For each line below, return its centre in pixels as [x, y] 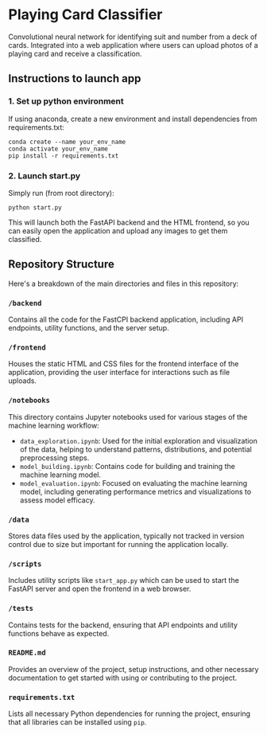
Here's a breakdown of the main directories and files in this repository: [124, 283]
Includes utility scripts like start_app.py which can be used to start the [124, 581]
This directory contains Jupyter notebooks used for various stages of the [128, 416]
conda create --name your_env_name [67, 142]
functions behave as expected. [59, 633]
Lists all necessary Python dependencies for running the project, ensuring [130, 713]
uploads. [23, 381]
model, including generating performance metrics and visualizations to [135, 491]
